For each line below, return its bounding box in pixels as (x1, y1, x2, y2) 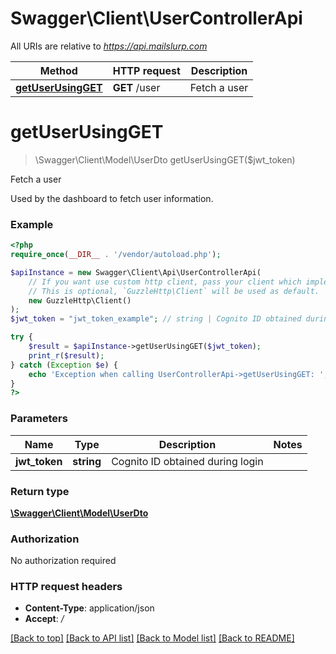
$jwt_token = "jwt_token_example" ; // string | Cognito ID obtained (10, 314, 302, 324)
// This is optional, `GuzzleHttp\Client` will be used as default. (28, 286, 320, 296)
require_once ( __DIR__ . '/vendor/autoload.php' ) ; (10, 250, 222, 260)
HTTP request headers (10, 580, 123, 594)
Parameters (10, 412, 68, 426)
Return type (10, 484, 70, 498)
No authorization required (10, 555, 117, 567)
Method (39, 63, 78, 77)
